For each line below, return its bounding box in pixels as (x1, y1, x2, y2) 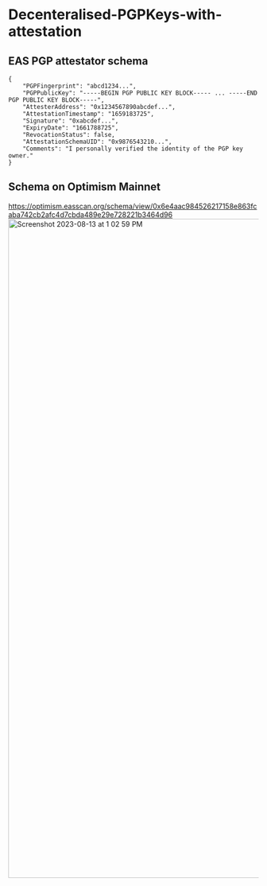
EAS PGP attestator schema (8, 54, 149, 68)
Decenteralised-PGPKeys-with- (8, 6, 222, 24)
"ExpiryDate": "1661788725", (22, 124, 119, 132)
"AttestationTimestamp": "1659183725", (22, 110, 155, 118)
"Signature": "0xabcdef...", (22, 117, 119, 125)
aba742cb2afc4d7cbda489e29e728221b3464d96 (8, 209, 173, 220)
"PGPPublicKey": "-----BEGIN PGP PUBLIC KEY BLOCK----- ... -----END (22, 89, 258, 97)
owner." (8, 152, 34, 160)
